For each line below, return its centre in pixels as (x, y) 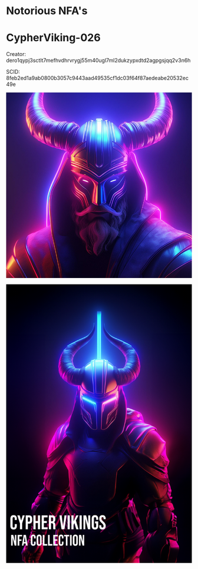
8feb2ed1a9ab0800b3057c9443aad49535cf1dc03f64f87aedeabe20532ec (98, 78)
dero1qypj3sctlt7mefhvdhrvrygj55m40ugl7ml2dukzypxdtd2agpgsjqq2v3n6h (98, 61)
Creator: (16, 54)
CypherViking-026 (54, 38)
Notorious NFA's (47, 11)
